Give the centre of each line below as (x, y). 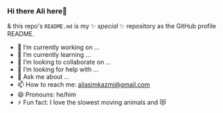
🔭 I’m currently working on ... (58, 47)
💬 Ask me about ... (43, 77)
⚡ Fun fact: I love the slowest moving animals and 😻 (91, 103)
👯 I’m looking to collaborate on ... (64, 62)
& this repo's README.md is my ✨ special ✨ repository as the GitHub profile (112, 26)
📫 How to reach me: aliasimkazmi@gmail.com (83, 85)
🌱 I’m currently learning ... (54, 55)
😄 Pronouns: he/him (46, 95)
